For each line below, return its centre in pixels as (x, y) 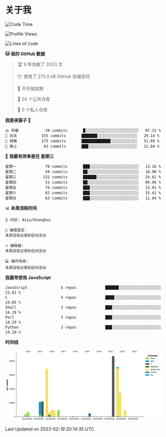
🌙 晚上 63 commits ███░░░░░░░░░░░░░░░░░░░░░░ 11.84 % (83, 146)
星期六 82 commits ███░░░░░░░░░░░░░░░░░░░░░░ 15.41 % (83, 193)
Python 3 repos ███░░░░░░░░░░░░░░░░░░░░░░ (83, 327)
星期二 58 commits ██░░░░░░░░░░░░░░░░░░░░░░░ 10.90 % (83, 172)
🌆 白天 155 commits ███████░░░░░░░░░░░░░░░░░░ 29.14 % (83, 136)
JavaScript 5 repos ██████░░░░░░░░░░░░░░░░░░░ (83, 288)
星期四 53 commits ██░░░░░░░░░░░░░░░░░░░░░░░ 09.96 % (83, 182)
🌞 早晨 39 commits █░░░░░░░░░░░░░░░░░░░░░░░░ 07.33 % (83, 130)
